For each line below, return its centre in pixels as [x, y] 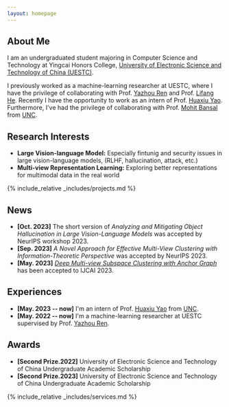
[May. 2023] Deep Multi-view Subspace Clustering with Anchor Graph [117, 263]
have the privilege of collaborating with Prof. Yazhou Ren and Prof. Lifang [110, 93]
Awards [24, 345]
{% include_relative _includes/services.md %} [72, 397]
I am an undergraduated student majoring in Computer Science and [102, 58]
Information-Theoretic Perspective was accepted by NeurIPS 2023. [112, 256]
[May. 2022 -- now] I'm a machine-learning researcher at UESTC [109, 316]
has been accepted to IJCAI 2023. [65, 271]
